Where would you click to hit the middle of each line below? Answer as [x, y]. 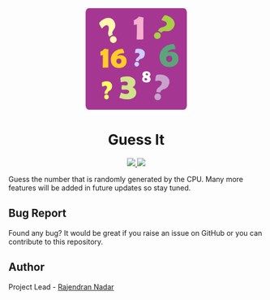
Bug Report [38, 213]
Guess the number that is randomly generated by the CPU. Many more [126, 179]
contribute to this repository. [56, 241]
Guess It [136, 140]
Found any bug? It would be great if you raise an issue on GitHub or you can [135, 233]
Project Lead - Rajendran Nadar [62, 287]
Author [26, 267]
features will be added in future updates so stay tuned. [100, 188]
